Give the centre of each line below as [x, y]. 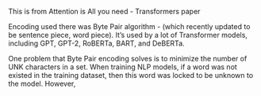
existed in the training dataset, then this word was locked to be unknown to [131, 75]
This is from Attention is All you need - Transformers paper [104, 11]
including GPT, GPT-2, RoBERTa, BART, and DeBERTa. [96, 43]
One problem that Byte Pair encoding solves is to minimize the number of [128, 59]
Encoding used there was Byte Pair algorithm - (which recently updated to [129, 26]
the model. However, [42, 83]
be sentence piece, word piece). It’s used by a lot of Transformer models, [128, 35]
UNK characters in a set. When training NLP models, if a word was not [123, 67]
